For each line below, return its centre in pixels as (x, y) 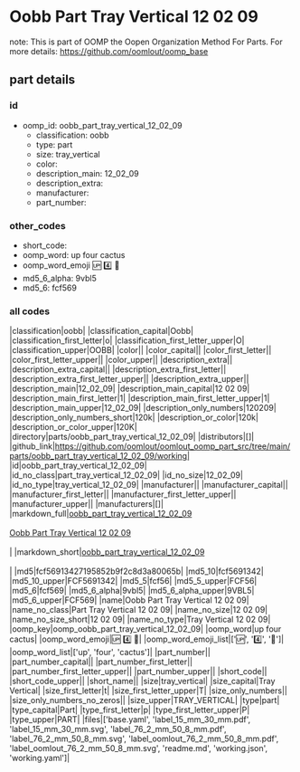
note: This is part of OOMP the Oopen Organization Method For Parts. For (146, 42)
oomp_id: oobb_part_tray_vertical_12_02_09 (102, 125)
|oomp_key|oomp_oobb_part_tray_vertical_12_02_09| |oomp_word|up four (145, 629)
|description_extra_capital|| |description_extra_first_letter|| (118, 369)
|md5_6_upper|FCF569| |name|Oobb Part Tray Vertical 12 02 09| (130, 600)
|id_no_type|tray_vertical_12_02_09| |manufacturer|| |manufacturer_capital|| (149, 485)
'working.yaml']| (40, 758)
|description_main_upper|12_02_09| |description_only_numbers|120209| (143, 408)
